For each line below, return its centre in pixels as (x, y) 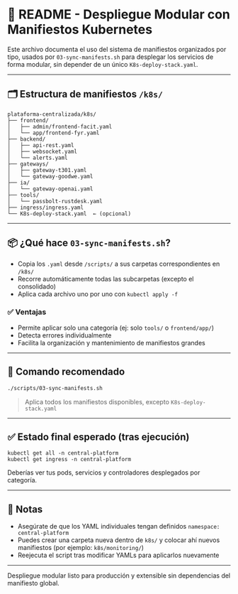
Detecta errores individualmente (64, 335)
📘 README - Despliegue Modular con (119, 15)
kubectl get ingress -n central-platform (69, 460)
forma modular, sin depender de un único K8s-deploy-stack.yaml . (103, 64)
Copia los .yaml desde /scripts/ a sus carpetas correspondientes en (119, 264)
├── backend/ (27, 139)
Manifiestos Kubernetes (80, 29)
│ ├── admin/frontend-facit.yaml (60, 126)
